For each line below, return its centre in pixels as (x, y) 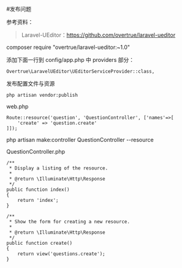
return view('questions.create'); (61, 254)
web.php (17, 106)
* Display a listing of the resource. (59, 168)
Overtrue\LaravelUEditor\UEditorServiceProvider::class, (81, 72)
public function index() (38, 190)
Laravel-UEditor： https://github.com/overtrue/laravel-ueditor (98, 35)
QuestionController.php (36, 151)
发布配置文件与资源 (31, 84)
